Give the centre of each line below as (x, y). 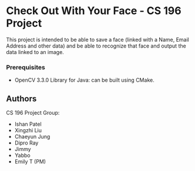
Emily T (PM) (30, 162)
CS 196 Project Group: (33, 113)
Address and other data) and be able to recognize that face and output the (96, 46)
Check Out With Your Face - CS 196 (94, 11)
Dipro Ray (26, 143)
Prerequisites (26, 67)
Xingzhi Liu (28, 130)
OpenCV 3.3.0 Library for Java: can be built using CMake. (84, 80)
